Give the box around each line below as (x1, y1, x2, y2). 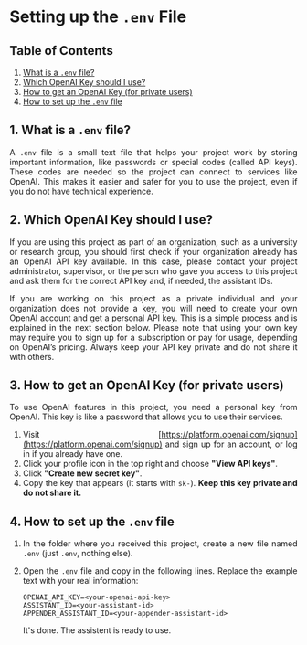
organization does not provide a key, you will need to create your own (9, 302, 298, 313)
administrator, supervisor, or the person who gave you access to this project (9, 265, 298, 276)
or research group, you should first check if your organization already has (9, 246, 298, 257)
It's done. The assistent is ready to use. (22, 625, 172, 636)
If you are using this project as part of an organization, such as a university (9, 236, 298, 248)
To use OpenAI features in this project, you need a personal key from (9, 402, 298, 413)
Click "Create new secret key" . (22, 468, 143, 479)
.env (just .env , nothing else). (22, 548, 133, 559)
